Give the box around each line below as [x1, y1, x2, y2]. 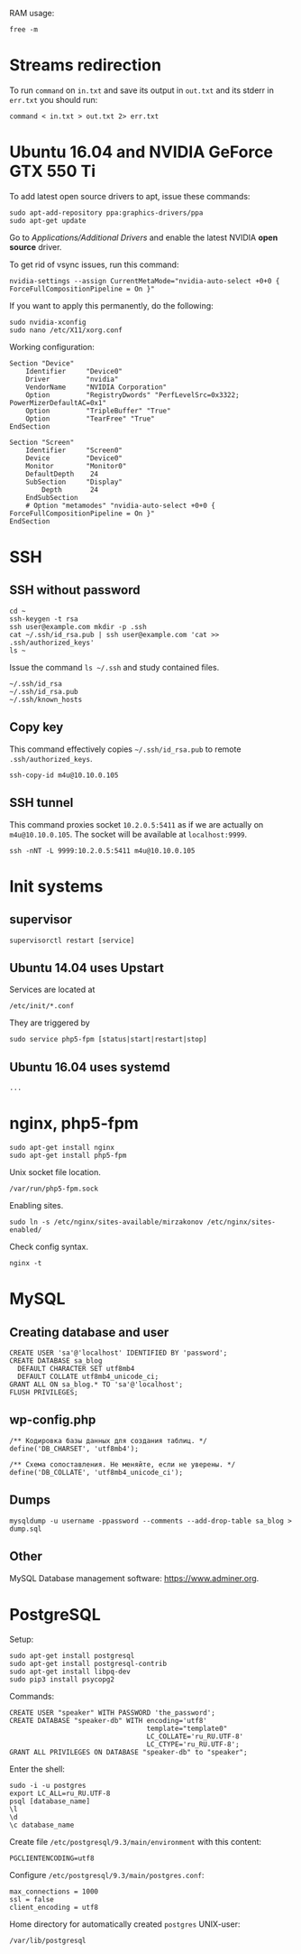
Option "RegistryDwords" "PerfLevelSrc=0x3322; [25, 390, 241, 400]
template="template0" [146, 1724, 228, 1734]
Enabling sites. [9, 1200, 64, 1211]
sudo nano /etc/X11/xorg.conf [9, 325, 123, 335]
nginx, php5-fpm [9, 1114, 140, 1134]
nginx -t [9, 1259, 42, 1268]
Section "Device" [9, 358, 75, 368]
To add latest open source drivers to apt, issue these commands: [9, 190, 251, 201]
